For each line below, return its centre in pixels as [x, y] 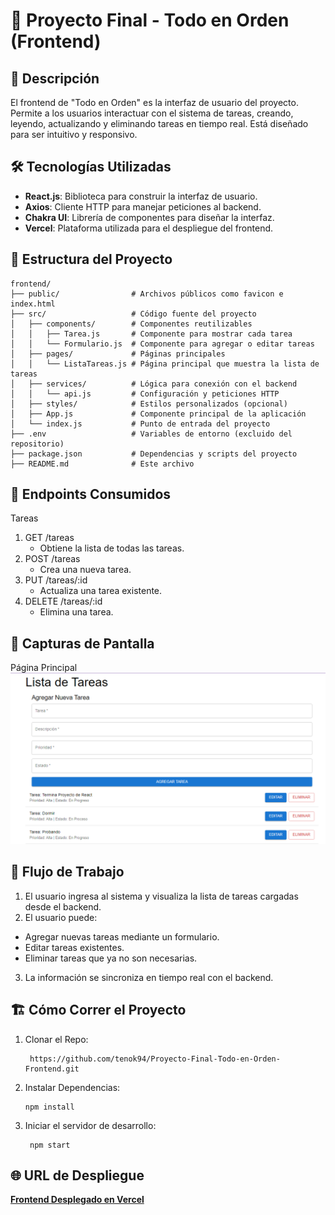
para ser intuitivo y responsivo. [74, 134]
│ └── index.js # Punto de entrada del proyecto [140, 424]
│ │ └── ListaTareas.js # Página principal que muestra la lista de [165, 364]
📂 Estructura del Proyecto [91, 259]
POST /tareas [52, 559]
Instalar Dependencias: [72, 1087]
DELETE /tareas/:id [63, 601]
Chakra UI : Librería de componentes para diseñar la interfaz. [149, 217]
